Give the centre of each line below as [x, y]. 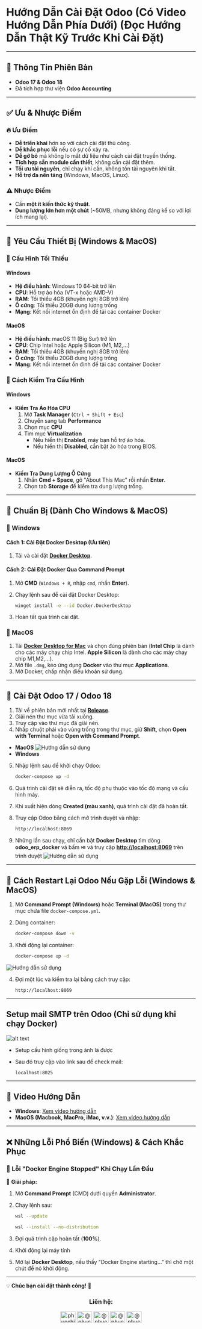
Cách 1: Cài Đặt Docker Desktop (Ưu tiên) [58, 542]
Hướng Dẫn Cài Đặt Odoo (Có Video [96, 12]
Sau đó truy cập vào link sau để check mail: [69, 1062]
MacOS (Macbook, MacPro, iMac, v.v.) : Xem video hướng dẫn [93, 1118]
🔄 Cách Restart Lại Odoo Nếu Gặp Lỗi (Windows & [101, 881]
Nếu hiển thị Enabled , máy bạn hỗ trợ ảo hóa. [89, 440]
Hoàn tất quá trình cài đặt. [47, 617]
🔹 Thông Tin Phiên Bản [50, 68]
